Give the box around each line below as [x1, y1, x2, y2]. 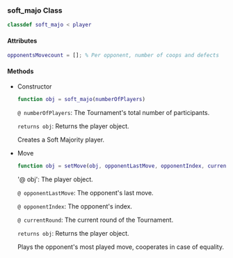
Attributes [7, 36, 38, 45]
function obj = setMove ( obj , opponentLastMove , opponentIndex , [17, 162, 205, 169]
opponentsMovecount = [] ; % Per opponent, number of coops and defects [7, 52, 219, 59]
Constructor [17, 82, 52, 91]
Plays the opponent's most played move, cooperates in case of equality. [17, 243, 225, 251]
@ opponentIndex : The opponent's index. [17, 202, 133, 211]
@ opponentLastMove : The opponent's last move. [17, 189, 154, 197]
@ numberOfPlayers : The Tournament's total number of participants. [17, 109, 210, 117]
